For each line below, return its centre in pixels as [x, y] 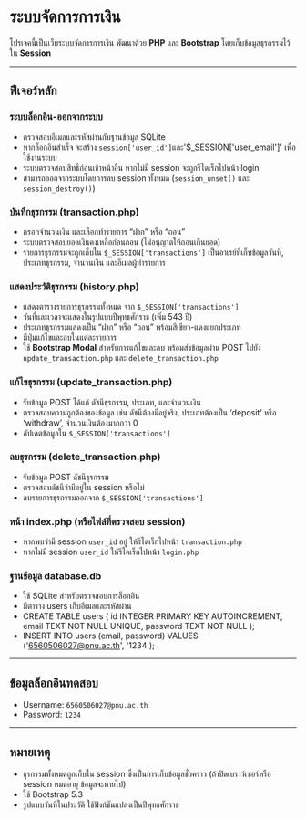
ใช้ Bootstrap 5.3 [53, 794]
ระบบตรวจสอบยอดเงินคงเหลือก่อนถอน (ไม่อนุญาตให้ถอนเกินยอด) [122, 242]
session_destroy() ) [59, 188]
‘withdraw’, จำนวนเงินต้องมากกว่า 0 [80, 423]
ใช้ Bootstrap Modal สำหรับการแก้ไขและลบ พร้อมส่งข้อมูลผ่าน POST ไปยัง [142, 348]
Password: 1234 [52, 715]
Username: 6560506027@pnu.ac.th [85, 705]
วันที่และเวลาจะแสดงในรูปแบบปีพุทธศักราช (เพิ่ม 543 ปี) [107, 317]
